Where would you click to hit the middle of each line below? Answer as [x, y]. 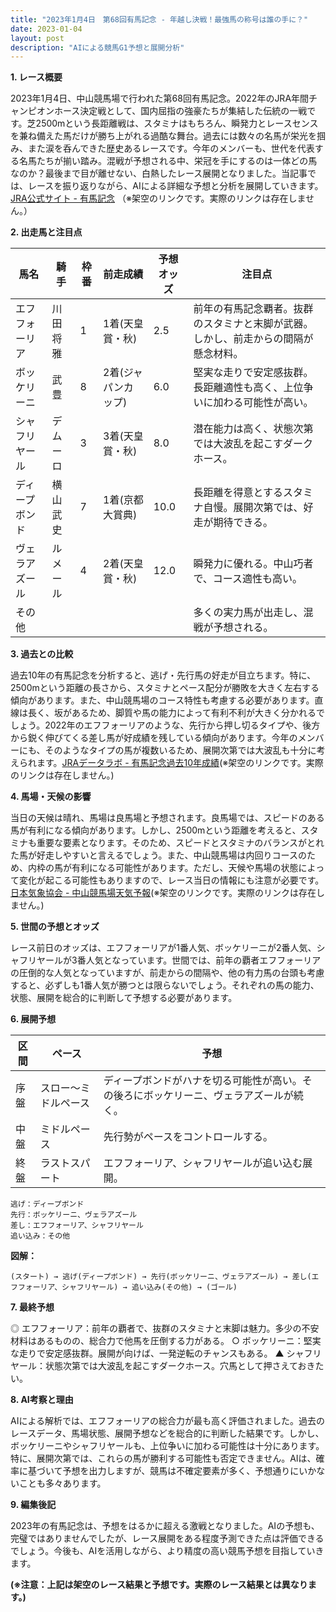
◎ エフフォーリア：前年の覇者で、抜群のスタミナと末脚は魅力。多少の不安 [165, 1328]
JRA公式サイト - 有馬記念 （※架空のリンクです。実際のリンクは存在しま [158, 198]
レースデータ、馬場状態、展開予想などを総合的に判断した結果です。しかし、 [167, 1433]
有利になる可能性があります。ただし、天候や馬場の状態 [185, 868]
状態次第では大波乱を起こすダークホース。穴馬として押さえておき [180, 1366]
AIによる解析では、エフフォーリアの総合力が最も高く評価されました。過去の [167, 1421]
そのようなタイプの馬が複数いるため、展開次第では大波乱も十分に [180, 750]
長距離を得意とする [238, 493]
